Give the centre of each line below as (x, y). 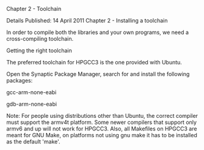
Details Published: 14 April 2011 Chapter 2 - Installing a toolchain (87, 20)
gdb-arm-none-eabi (31, 104)
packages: (20, 80)
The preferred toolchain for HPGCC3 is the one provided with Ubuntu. (94, 62)
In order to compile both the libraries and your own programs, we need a (98, 32)
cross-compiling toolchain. (40, 39)
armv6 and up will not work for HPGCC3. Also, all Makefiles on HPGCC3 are (102, 129)
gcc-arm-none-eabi (31, 92)
